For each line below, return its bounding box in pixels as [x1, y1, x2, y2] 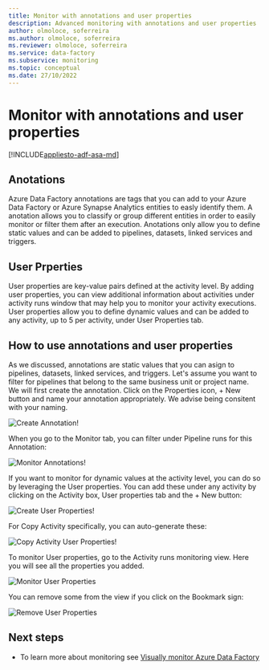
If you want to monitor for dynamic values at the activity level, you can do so [8, 473, 261, 482]
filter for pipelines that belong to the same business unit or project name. [8, 377, 250, 386]
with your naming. [8, 403, 68, 412]
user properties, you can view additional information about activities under [8, 290, 255, 299]
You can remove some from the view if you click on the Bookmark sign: [8, 592, 244, 602]
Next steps [8, 631, 64, 644]
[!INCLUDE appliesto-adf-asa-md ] [8, 149, 120, 159]
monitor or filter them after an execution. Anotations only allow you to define [8, 220, 261, 229]
